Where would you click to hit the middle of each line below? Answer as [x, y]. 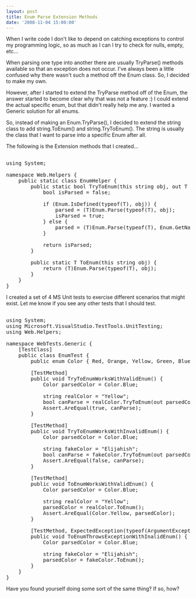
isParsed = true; [80, 216]
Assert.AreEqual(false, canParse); [94, 461]
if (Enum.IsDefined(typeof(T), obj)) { [100, 204]
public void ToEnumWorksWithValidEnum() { [92, 484]
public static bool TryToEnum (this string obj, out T [109, 187]
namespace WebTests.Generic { [49, 344]
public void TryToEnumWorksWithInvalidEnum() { [100, 431]
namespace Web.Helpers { [41, 175]
